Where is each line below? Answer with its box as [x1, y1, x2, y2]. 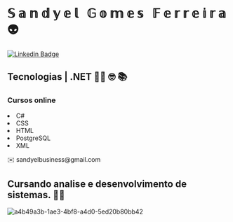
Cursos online [7, 95, 56, 105]
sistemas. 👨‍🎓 [7, 189, 65, 201]
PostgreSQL [16, 134, 51, 142]
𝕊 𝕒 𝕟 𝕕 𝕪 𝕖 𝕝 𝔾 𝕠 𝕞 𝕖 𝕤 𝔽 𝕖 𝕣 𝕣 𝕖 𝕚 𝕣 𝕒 [7, 6, 227, 22]
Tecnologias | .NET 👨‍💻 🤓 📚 [7, 71, 128, 83]
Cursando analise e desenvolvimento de [7, 178, 187, 190]
